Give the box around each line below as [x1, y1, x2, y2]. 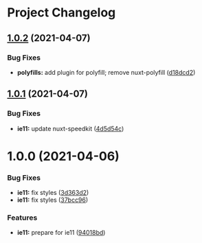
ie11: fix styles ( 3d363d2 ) [16, 189, 89, 197]
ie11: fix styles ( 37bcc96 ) [16, 196, 89, 204]
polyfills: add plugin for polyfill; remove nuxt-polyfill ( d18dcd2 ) [16, 68, 196, 76]
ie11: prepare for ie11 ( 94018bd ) [16, 229, 106, 237]
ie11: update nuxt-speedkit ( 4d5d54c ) [16, 124, 124, 132]
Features [7, 213, 38, 222]
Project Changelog [7, 5, 116, 21]
